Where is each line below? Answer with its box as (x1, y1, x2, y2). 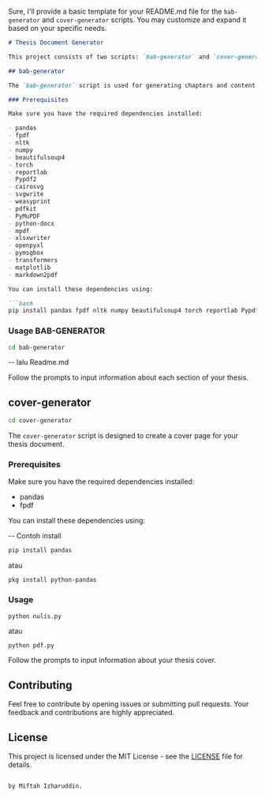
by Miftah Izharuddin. (8, 782, 83, 790)
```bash (8, 299, 34, 307)
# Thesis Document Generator (8, 39, 104, 47)
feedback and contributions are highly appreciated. (8, 708, 175, 717)
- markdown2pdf (8, 271, 58, 279)
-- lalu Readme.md (8, 358, 69, 367)
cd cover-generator (8, 417, 73, 425)
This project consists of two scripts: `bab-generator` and (8, 53, 211, 61)
